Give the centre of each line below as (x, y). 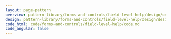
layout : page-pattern (28, 10)
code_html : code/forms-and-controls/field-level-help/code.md (73, 24)
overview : (16, 15)
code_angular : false (27, 29)
